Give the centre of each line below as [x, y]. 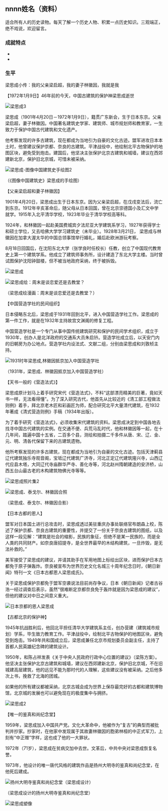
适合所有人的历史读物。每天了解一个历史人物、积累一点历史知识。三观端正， [84, 22]
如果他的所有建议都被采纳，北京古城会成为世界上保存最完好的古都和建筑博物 [84, 687]
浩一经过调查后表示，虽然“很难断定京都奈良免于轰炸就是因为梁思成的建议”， [84, 589]
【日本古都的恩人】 [25, 514]
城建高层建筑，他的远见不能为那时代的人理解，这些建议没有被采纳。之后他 [82, 670]
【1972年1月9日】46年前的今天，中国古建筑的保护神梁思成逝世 [70, 96]
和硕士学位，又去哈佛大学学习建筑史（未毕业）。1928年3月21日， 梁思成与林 [83, 231]
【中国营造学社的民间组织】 [34, 303]
